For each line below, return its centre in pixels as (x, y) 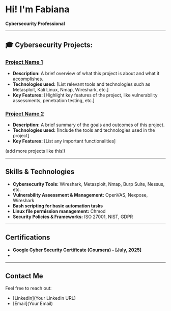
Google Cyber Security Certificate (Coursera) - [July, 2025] (77, 250)
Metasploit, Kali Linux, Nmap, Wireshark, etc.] (61, 89)
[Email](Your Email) (33, 304)
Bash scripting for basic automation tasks (58, 206)
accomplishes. (28, 79)
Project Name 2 (25, 113)
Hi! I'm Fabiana (37, 9)
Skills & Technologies (40, 172)
